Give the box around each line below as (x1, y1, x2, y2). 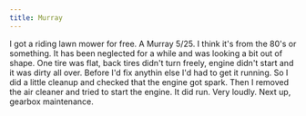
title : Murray (9, 13, 64, 23)
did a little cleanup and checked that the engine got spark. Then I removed (9, 76, 290, 87)
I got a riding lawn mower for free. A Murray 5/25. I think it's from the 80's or (9, 38, 297, 49)
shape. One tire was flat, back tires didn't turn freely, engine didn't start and (9, 57, 294, 68)
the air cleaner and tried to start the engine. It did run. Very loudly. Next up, (9, 86, 291, 97)
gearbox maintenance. (9, 96, 94, 107)
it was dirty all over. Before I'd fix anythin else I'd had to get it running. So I (9, 67, 289, 78)
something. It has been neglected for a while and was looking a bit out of (9, 47, 283, 59)
